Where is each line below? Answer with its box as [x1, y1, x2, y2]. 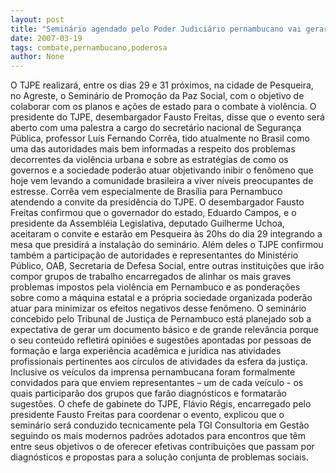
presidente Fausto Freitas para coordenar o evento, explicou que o [10, 409, 285, 421]
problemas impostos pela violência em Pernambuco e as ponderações [10, 281, 301, 293]
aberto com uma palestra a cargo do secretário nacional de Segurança [10, 122, 302, 134]
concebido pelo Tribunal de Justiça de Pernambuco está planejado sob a [10, 313, 312, 325]
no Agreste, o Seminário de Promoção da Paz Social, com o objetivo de [10, 90, 305, 102]
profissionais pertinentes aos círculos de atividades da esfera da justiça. [10, 356, 308, 368]
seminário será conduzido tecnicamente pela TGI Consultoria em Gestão [10, 419, 310, 431]
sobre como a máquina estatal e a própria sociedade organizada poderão [10, 292, 313, 304]
